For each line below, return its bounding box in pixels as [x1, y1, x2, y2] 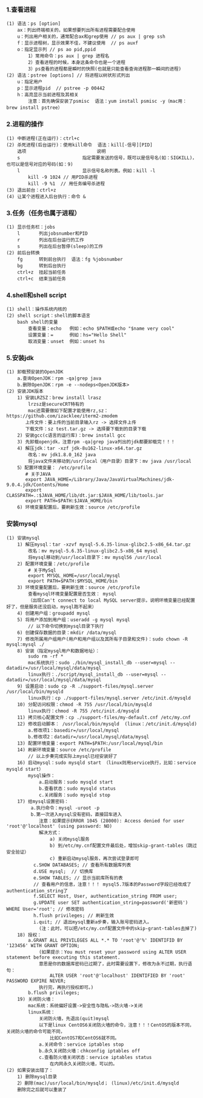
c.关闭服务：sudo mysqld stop [38, 792, 111, 798]
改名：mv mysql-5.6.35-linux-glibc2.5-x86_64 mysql [28, 547, 159, 554]
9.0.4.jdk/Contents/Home [6, 482, 69, 488]
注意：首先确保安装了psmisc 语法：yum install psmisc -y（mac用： [28, 99, 187, 105]
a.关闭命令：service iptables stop [38, 1041, 124, 1048]
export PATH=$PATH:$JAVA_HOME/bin [25, 498, 113, 504]
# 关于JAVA [25, 471, 51, 478]
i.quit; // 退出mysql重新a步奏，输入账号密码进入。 [33, 919, 152, 925]
